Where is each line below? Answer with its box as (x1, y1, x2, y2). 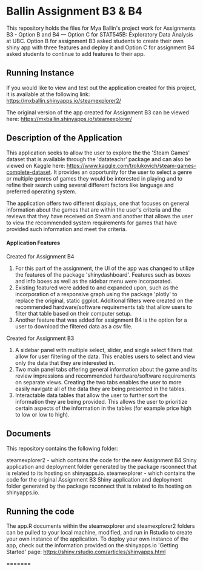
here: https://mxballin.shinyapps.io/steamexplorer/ (6, 115, 132, 122)
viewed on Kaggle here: (6, 162, 65, 169)
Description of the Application (6, 133, 122, 144)
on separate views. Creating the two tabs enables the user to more (15, 378, 182, 386)
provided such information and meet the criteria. (6, 225, 127, 232)
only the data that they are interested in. (15, 359, 115, 366)
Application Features (6, 239, 61, 247)
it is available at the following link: (6, 90, 90, 98)
